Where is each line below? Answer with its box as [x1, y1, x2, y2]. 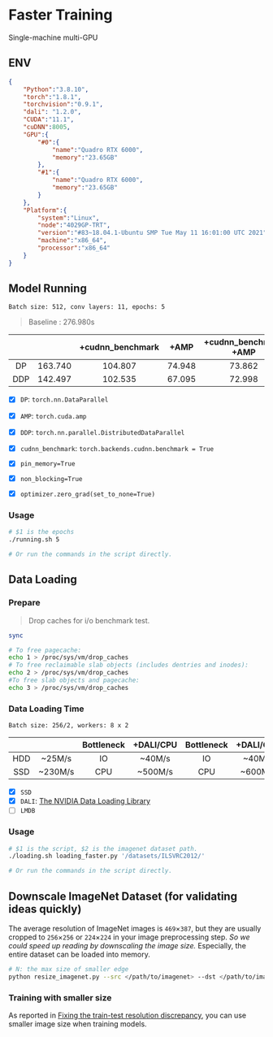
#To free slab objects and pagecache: [8, 676, 140, 684]
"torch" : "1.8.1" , [23, 93, 82, 101]
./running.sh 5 [8, 536, 60, 544]
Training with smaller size [8, 991, 112, 1003]
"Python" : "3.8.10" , [23, 85, 89, 93]
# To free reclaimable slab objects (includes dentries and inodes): [8, 661, 249, 670]
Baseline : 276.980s [28, 317, 95, 327]
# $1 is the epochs [8, 528, 75, 536]
